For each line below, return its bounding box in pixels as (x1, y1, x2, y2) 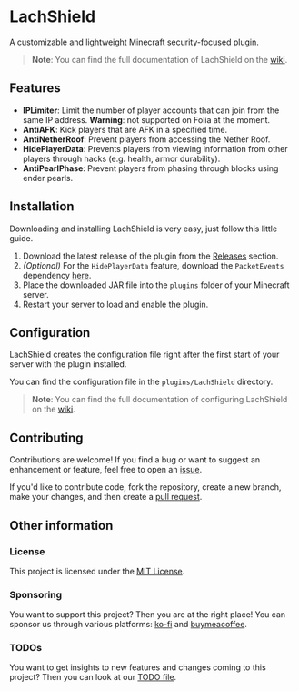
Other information (9, 517, 114, 533)
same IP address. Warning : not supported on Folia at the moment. (22, 114, 271, 125)
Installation (9, 198, 75, 215)
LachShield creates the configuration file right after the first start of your (9, 349, 280, 361)
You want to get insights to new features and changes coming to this (9, 662, 266, 673)
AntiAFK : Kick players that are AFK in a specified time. (22, 124, 228, 135)
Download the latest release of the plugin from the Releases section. (22, 250, 279, 261)
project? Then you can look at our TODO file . (9, 672, 177, 683)
